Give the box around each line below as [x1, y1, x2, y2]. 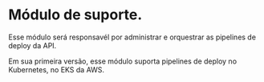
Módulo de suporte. [8, 6, 143, 24]
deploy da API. [8, 40, 57, 50]
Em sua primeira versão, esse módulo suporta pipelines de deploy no [8, 56, 238, 66]
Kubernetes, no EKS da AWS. [8, 64, 105, 74]
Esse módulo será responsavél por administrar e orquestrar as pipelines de [8, 32, 257, 42]
